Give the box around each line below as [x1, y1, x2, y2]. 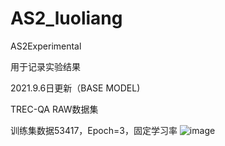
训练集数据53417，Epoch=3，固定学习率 [10, 124, 178, 136]
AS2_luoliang [10, 7, 123, 30]
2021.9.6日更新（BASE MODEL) [10, 82, 141, 94]
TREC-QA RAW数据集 [10, 103, 99, 115]
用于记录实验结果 [10, 60, 81, 72]
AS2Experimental [10, 40, 82, 52]
